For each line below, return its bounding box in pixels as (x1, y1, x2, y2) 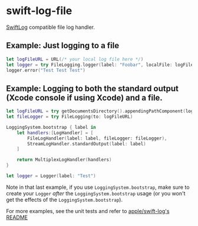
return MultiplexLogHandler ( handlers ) (16, 157, 112, 163)
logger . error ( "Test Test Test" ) (6, 67, 85, 73)
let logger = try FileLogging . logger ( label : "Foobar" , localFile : (6, 62, 173, 68)
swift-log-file (6, 4, 72, 18)
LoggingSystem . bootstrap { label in (6, 124, 96, 130)
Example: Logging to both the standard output (6, 84, 179, 94)
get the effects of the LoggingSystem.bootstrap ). (6, 196, 123, 203)
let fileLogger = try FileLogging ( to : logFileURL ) (6, 114, 133, 120)
